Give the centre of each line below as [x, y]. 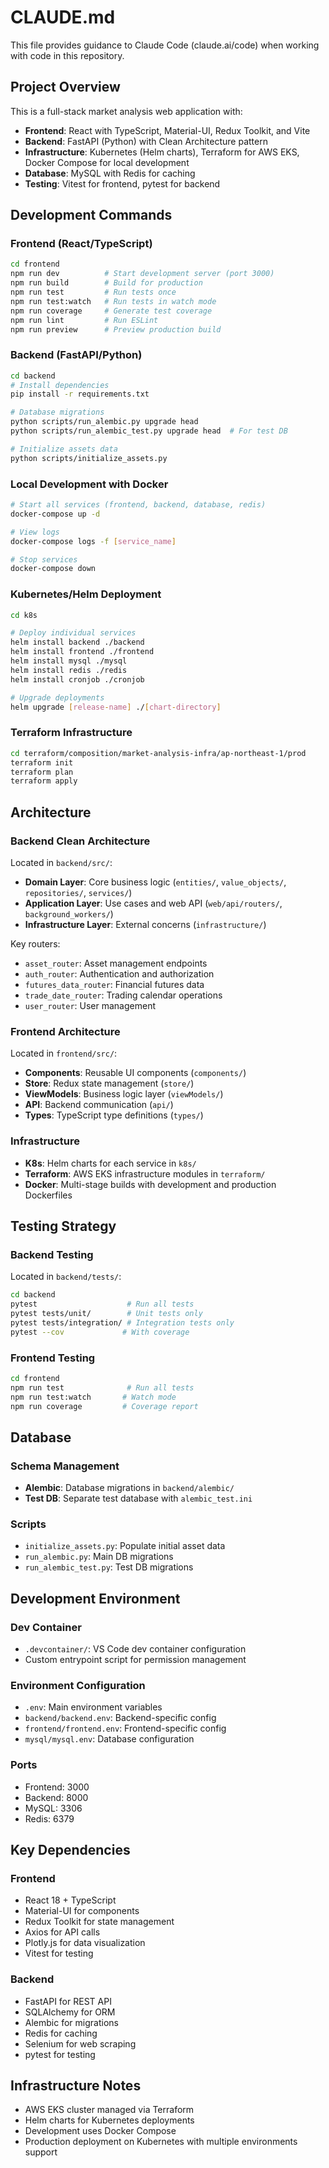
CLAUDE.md [63, 17]
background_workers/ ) [69, 913]
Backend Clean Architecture [80, 841]
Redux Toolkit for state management [99, 1922]
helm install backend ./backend [77, 642]
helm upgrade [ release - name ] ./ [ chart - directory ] [116, 707]
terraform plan [42, 772]
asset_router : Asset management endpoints [116, 963]
